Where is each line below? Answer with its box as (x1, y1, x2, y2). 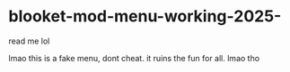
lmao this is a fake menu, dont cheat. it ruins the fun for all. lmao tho (8, 52, 260, 63)
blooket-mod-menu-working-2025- (8, 6, 282, 27)
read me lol (8, 36, 50, 46)
